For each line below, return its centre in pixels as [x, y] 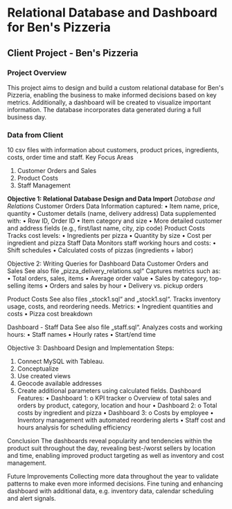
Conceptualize [38, 369]
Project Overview [37, 73]
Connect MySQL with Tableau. [61, 362]
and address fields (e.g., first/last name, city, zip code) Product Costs [106, 228]
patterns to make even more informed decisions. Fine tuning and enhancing [115, 484]
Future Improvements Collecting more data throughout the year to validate [113, 476]
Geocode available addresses [60, 383]
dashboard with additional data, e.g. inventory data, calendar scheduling [110, 491]
